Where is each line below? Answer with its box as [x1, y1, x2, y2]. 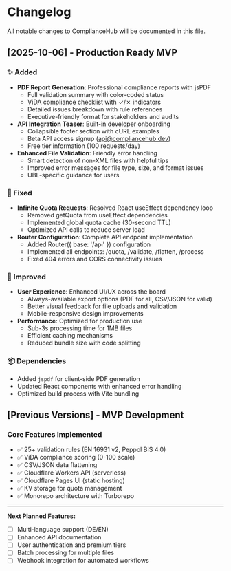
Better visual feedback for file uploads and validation [27, 302, 177, 310]
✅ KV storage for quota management [16, 484, 122, 493]
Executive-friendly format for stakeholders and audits [27, 112, 179, 120]
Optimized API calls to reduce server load [27, 225, 146, 234]
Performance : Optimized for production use [16, 317, 142, 325]
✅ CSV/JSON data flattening [16, 461, 98, 469]
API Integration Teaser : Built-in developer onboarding [16, 120, 170, 128]
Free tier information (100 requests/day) [27, 142, 141, 150]
